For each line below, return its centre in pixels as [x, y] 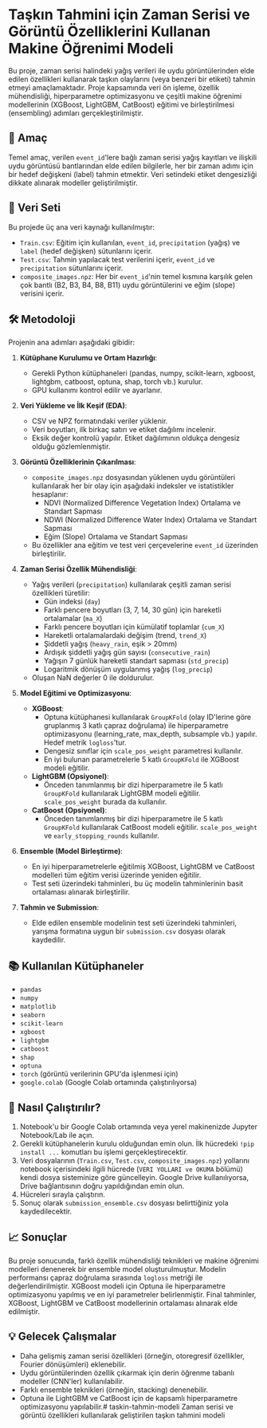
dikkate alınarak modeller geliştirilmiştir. [73, 183]
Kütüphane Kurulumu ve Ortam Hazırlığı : [88, 358]
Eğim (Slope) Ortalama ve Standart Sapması [116, 537]
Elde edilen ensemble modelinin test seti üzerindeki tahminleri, [134, 923]
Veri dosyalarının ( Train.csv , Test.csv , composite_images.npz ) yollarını [134, 1160]
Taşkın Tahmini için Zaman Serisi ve [130, 15]
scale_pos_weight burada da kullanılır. [105, 802]
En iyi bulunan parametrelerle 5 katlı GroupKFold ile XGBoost [141, 760]
